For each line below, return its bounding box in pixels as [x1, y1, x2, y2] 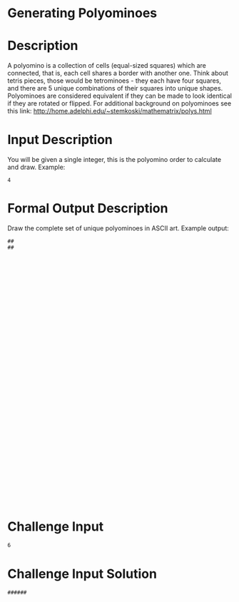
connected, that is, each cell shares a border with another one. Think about [7, 69, 228, 78]
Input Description [7, 132, 113, 148]
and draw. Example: [7, 163, 66, 172]
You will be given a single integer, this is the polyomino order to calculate [7, 155, 222, 164]
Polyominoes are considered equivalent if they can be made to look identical [7, 91, 232, 101]
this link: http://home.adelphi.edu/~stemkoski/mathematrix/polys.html [7, 107, 212, 116]
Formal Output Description [7, 200, 168, 217]
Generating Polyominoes [7, 5, 158, 21]
